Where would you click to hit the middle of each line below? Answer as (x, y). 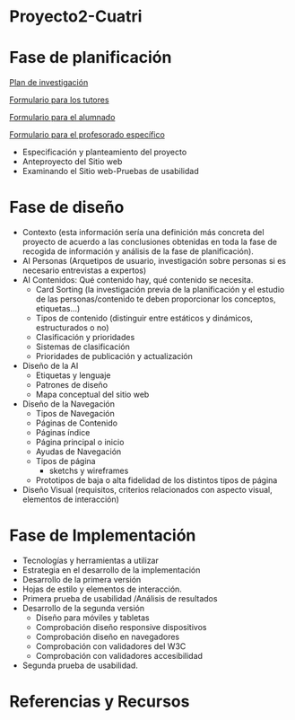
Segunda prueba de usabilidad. (80, 665)
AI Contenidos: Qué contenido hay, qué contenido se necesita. (138, 280)
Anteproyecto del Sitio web (72, 162)
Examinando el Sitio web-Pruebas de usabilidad (110, 171)
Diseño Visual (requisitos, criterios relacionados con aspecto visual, (147, 490)
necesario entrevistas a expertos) (84, 270)
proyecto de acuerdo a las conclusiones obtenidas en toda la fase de (150, 242)
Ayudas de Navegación (78, 452)
